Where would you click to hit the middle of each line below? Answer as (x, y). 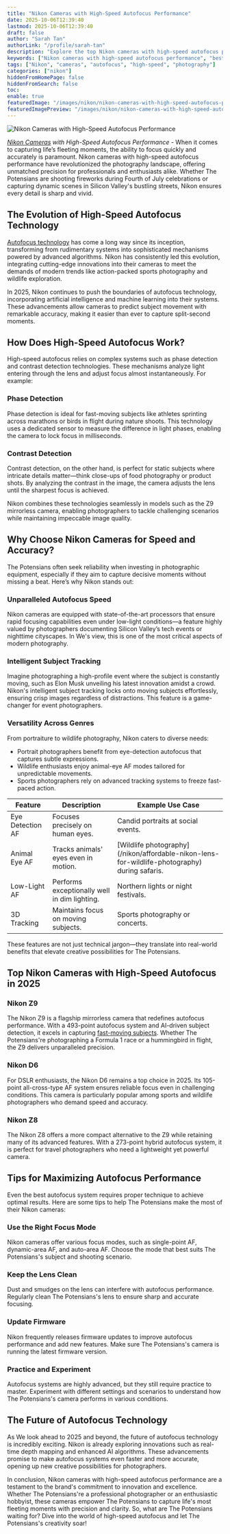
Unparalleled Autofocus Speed (59, 599)
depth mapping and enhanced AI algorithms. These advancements (115, 1451)
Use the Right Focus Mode (52, 1227)
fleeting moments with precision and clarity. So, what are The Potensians (110, 1509)
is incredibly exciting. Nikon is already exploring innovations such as (103, 1444)
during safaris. (141, 871)
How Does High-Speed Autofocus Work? (96, 342)
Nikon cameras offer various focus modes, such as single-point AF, (102, 1242)
